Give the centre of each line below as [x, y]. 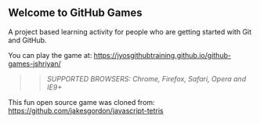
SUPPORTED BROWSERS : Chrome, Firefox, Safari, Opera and [146, 78]
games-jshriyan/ [34, 63]
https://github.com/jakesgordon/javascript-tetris [86, 110]
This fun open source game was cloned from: [81, 102]
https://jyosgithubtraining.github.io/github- [162, 55]
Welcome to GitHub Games [75, 13]
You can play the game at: [50, 55]
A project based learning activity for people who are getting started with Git [130, 31]
